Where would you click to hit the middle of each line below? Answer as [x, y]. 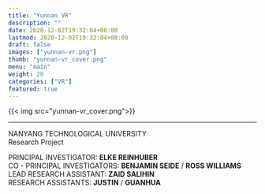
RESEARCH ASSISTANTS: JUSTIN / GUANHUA [85, 183]
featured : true [33, 89]
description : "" [35, 23]
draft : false [30, 45]
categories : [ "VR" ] [40, 81]
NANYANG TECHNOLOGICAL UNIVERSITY [78, 134]
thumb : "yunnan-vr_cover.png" [58, 60]
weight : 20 [26, 74]
